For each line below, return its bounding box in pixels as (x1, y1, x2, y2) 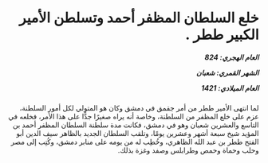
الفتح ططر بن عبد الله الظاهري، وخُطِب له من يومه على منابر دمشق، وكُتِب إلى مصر (10, 137, 259, 147)
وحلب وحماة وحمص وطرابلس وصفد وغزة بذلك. (117, 146, 259, 155)
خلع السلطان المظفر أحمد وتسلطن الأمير (18, 9, 259, 27)
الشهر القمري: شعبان (195, 68, 259, 77)
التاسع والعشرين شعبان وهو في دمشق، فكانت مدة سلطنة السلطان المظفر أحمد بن (12, 120, 259, 130)
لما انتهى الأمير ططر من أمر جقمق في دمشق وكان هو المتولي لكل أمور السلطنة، (19, 103, 259, 113)
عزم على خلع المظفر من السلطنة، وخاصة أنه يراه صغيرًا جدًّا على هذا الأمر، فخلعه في (8, 112, 259, 122)
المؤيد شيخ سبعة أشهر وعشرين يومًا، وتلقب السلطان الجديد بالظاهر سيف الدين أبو (16, 129, 259, 138)
